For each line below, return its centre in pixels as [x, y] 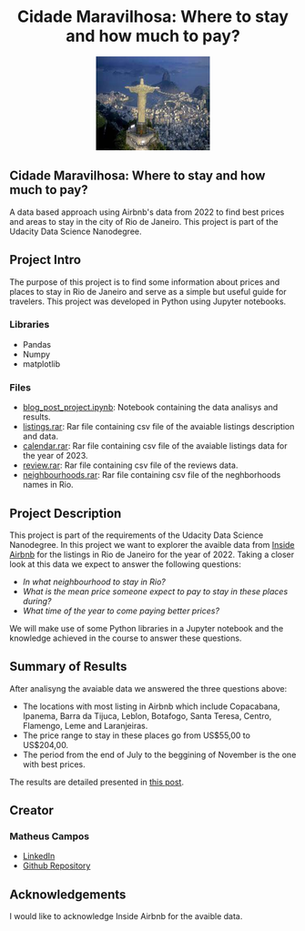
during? [37, 601]
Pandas [37, 344]
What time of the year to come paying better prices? [121, 611]
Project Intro [46, 260]
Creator [32, 810]
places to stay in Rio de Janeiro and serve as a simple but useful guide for [148, 291]
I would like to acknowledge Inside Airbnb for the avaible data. [126, 916]
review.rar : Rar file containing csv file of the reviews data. [130, 465]
